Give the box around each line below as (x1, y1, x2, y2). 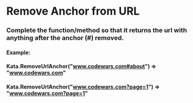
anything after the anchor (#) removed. (6, 34, 124, 42)
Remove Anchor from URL (6, 4, 140, 18)
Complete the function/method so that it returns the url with (6, 26, 188, 35)
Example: (6, 49, 31, 56)
